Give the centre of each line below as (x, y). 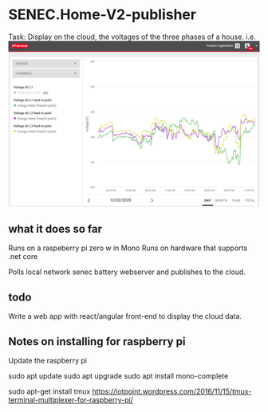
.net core (23, 257)
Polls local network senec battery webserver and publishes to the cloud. (127, 272)
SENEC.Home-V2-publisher (102, 15)
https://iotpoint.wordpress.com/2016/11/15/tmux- (172, 391)
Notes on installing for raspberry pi (97, 341)
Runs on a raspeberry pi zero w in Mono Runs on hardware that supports (128, 248)
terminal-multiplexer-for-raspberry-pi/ (71, 400)
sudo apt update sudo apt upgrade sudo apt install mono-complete (118, 376)
